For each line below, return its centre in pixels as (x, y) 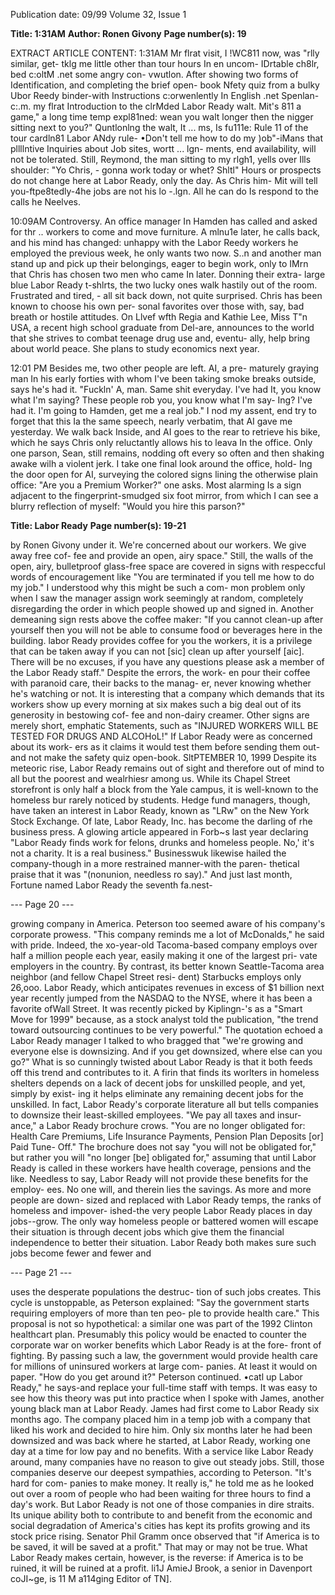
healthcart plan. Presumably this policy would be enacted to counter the (158, 1334)
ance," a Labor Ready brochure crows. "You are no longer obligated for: (158, 1125)
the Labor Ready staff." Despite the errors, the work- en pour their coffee (160, 672)
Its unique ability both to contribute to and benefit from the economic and (161, 1515)
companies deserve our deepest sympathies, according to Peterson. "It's (161, 1472)
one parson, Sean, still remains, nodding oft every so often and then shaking (167, 453)
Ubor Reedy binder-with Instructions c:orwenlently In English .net (145, 95)
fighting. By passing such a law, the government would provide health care (164, 1355)
